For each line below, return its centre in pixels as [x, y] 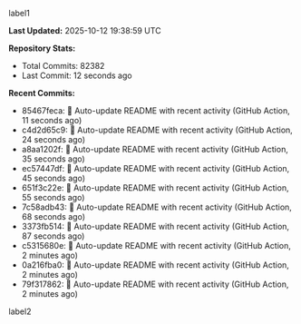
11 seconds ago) [52, 120]
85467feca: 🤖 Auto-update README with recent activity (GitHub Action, [156, 111]
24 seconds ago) [53, 139]
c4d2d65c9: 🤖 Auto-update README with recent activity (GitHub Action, [157, 130]
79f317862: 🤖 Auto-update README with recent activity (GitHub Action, [155, 284]
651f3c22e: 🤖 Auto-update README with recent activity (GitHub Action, [155, 188]
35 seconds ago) [53, 159]
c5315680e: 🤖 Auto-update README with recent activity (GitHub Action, [156, 245]
